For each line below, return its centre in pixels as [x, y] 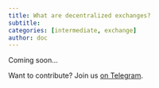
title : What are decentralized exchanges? [79, 15]
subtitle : [25, 23]
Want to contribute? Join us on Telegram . [76, 75]
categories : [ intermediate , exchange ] [72, 30]
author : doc [28, 38]
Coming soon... [33, 60]
